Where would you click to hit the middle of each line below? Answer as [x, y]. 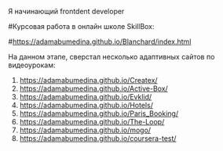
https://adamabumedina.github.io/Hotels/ [86, 105]
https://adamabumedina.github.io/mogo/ [85, 130]
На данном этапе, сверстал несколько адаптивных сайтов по [111, 57]
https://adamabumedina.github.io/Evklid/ [86, 97]
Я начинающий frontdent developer [66, 11]
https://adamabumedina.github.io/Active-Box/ [94, 88]
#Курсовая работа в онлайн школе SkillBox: [81, 26]
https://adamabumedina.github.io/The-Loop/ [92, 122]
